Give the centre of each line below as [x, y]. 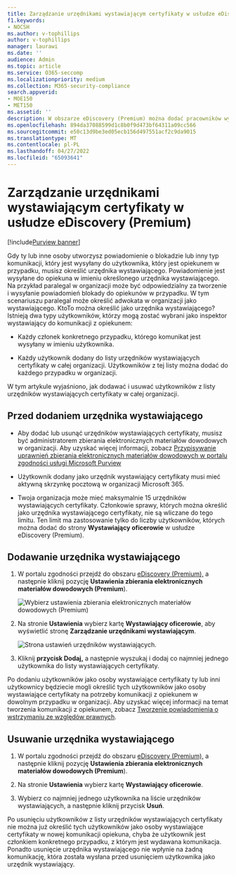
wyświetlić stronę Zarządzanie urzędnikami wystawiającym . [107, 631]
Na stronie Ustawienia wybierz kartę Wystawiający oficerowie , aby [116, 624]
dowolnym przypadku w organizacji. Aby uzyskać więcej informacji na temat [118, 702]
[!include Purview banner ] [44, 242]
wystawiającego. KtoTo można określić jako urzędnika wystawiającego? [111, 308]
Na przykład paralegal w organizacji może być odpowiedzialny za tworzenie [117, 285]
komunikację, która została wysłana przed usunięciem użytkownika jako [111, 857]
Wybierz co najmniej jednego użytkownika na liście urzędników [109, 798]
